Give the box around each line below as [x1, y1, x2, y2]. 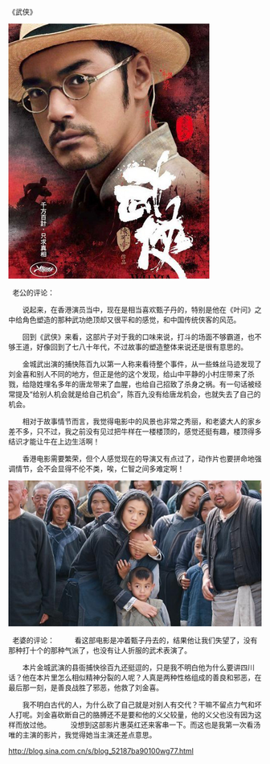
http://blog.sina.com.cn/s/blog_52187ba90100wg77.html [8, 745, 194, 755]
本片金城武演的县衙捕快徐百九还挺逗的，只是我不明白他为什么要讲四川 [22, 663, 255, 672]
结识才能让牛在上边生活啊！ [8, 437, 100, 446]
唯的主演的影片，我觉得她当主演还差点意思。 [8, 729, 157, 739]
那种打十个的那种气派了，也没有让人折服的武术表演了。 [8, 645, 191, 655]
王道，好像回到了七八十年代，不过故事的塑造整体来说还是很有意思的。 [14, 342, 247, 352]
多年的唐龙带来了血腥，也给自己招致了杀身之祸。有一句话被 [57, 379, 255, 389]
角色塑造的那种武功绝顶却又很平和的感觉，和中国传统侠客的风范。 [22, 315, 241, 324]
